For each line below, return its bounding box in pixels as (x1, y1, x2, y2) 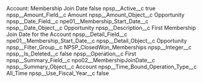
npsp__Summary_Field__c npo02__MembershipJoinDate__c (6, 57, 155, 63)
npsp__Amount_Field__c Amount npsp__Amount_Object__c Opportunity (6, 11, 185, 18)
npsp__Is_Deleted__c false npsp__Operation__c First (6, 50, 136, 57)
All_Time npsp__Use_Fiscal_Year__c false (6, 70, 109, 77)
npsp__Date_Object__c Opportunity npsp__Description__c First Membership (6, 24, 196, 31)
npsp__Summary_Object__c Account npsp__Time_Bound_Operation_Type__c (6, 63, 197, 70)
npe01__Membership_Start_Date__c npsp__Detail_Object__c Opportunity (6, 37, 188, 44)
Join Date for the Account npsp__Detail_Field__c (6, 31, 127, 38)
